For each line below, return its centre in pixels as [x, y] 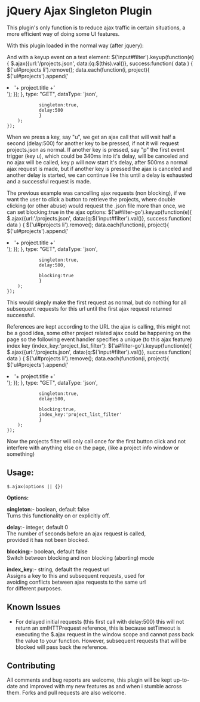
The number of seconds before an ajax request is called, [76, 534]
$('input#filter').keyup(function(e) [153, 57]
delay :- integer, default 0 [37, 527]
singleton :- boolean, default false [48, 509]
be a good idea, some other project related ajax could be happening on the [99, 333]
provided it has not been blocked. [48, 539]
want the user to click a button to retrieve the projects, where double [91, 199]
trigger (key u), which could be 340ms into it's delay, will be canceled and [98, 156]
